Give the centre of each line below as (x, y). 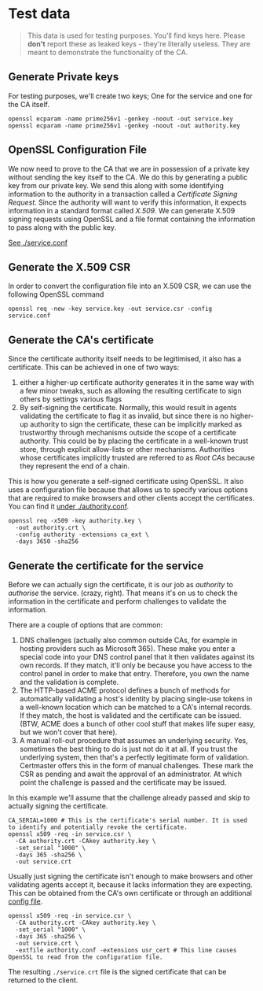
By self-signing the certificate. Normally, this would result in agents (128, 408)
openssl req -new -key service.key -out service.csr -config (110, 309)
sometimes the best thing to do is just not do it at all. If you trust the (128, 749)
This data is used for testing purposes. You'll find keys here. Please (136, 35)
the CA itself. (29, 104)
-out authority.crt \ (51, 528)
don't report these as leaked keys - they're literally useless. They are (139, 43)
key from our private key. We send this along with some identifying (116, 185)
